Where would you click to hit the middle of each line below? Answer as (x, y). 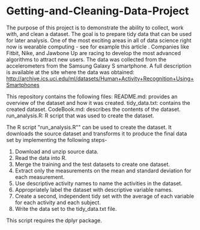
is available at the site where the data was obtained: (70, 72)
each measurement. (40, 177)
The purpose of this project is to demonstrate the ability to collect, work (95, 28)
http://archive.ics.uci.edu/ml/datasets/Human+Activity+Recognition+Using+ (100, 78)
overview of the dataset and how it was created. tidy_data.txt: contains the (98, 102)
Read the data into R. (41, 158)
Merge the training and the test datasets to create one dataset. (92, 164)
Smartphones (23, 84)
